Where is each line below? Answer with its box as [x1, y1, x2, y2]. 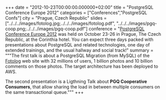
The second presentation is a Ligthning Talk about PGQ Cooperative [5, 78, 147, 84]
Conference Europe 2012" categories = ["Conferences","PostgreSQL [5, 10, 147, 16]
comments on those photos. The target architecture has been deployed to [5, 63, 158, 69]
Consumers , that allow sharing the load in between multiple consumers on [5, 84, 160, 90]
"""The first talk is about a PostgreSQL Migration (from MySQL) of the [5, 53, 150, 59]
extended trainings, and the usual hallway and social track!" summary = [5, 47, 153, 53]
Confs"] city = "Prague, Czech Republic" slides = [5, 15, 107, 21]
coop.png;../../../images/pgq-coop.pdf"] [5, 26, 88, 32]
